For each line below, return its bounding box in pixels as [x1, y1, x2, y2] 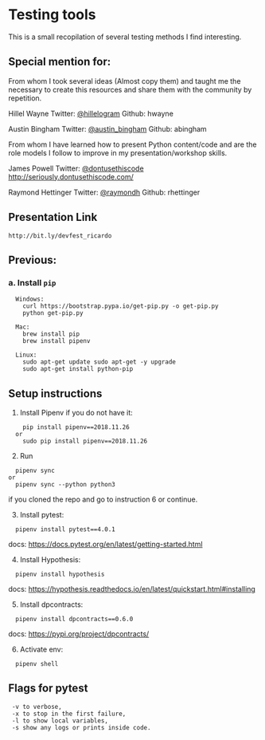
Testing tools [8, 6, 97, 24]
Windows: [15, 295, 45, 304]
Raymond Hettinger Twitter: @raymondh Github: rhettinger [8, 187, 201, 197]
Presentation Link [8, 211, 98, 224]
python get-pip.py [22, 309, 84, 317]
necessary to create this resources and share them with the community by [8, 85, 252, 94]
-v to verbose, [11, 703, 62, 710]
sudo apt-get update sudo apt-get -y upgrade [22, 358, 177, 366]
